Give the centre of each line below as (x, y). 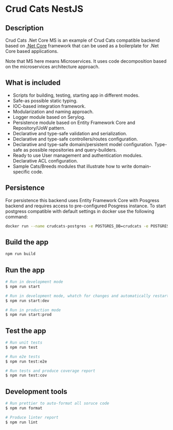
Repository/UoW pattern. (39, 128)
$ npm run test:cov (26, 375)
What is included (33, 83)
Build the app (27, 242)
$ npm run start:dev (28, 301)
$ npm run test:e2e (26, 361)
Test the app (26, 330)
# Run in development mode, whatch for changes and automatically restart (87, 296)
